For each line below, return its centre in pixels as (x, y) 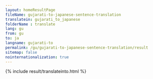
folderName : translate (30, 24)
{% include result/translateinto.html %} (46, 71)
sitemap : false (21, 52)
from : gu (14, 33)
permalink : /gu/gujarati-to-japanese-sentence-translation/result (77, 48)
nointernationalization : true (37, 57)
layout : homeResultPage (30, 10)
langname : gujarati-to (29, 43)
